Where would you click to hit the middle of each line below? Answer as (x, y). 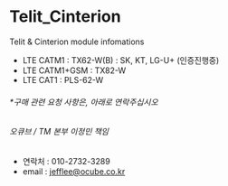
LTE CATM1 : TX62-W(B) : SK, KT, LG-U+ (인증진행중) (121, 60)
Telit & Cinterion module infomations (77, 42)
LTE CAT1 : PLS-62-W (63, 79)
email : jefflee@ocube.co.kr (74, 171)
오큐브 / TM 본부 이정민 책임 (59, 132)
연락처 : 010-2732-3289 (66, 161)
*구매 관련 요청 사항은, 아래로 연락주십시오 (84, 102)
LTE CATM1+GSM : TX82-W (74, 70)
